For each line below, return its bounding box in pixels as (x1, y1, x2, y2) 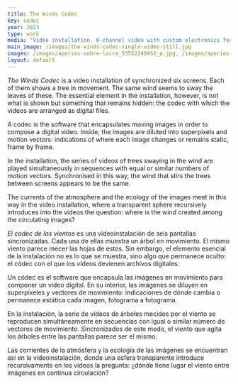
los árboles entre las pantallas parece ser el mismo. (7, 331, 158, 341)
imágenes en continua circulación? (7, 368, 109, 377)
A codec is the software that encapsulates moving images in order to (7, 120, 208, 128)
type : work (7, 30, 40, 38)
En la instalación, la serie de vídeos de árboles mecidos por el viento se (7, 309, 216, 318)
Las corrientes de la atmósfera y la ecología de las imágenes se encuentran (7, 346, 228, 354)
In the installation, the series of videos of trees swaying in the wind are (7, 156, 214, 165)
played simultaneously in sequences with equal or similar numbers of (7, 164, 210, 172)
